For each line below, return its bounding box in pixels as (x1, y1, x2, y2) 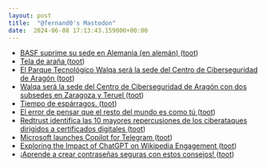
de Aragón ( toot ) (19, 73, 75, 83)
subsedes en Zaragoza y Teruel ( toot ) (19, 91, 145, 100)
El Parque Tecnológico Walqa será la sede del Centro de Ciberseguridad (19, 65, 258, 75)
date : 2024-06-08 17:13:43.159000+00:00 (8, 26, 149, 34)
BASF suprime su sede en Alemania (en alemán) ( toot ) (19, 49, 199, 58)
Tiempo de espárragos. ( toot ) (19, 99, 117, 108)
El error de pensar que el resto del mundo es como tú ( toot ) (19, 107, 216, 117)
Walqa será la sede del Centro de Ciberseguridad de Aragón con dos (19, 82, 248, 91)
